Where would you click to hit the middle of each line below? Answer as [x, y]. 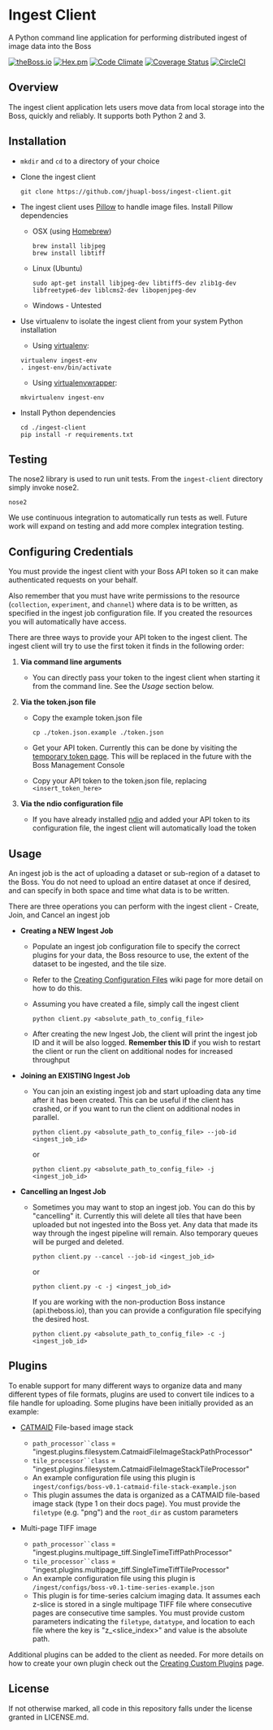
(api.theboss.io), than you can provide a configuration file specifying [147, 1310]
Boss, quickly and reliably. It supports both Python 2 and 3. [107, 115]
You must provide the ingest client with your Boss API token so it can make [133, 572]
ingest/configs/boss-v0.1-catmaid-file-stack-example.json [134, 1487]
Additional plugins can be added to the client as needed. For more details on [136, 1654]
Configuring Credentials [71, 552]
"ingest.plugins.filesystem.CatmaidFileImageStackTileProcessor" [141, 1469]
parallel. [45, 1117]
